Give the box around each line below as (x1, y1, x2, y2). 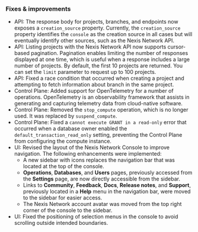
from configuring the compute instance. (14, 138, 112, 145)
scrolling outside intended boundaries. (14, 220, 108, 227)
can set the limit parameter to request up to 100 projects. (14, 69, 157, 76)
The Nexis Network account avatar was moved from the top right (23, 201, 182, 208)
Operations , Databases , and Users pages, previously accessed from (23, 169, 193, 176)
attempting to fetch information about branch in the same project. (14, 81, 174, 88)
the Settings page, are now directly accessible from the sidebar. (23, 175, 180, 182)
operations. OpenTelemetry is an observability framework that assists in (14, 94, 190, 101)
